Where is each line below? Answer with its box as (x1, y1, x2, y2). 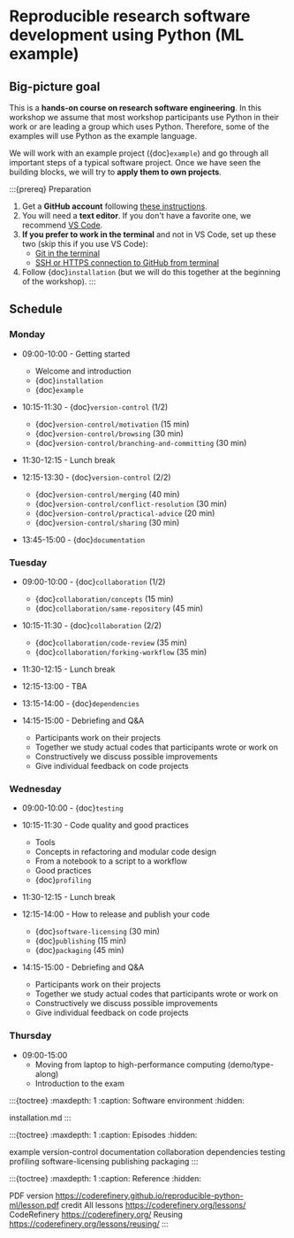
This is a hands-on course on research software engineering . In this (9, 103, 262, 112)
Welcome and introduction (34, 365, 132, 376)
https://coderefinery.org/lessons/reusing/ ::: (9, 1219, 170, 1229)
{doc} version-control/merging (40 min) (34, 488, 180, 499)
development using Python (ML (9, 25, 245, 45)
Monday (9, 328, 46, 341)
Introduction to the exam (34, 1078, 125, 1088)
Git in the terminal (34, 248, 100, 258)
